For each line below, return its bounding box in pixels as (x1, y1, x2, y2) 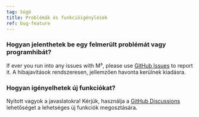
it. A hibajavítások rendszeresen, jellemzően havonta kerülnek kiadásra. (6, 68, 186, 76)
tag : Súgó (6, 9, 32, 15)
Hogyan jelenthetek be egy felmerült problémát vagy (6, 40, 167, 49)
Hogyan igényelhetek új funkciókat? (6, 83, 116, 92)
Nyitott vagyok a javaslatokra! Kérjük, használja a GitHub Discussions (6, 97, 181, 104)
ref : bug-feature (6, 20, 51, 26)
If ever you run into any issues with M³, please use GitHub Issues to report (6, 62, 194, 69)
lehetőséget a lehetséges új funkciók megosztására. (6, 104, 138, 111)
